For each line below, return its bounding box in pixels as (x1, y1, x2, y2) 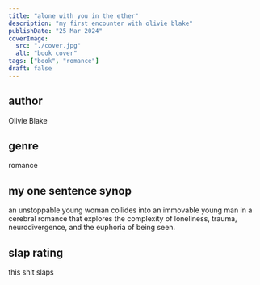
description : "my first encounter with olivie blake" (8, 19, 194, 27)
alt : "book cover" (15, 49, 78, 57)
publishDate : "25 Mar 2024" (8, 27, 103, 35)
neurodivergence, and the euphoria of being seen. (8, 223, 176, 233)
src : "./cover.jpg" (15, 42, 82, 50)
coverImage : (8, 34, 48, 43)
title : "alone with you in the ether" (8, 11, 139, 20)
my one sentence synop (8, 183, 132, 198)
